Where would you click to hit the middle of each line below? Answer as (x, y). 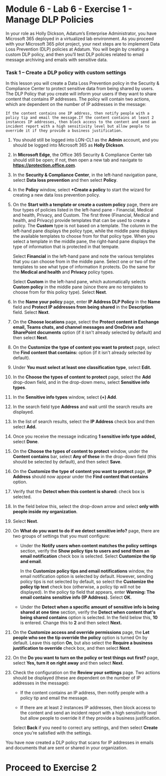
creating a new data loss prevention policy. (56, 195)
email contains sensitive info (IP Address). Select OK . (76, 597)
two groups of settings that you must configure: (61, 536)
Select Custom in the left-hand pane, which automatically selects (79, 282)
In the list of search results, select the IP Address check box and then (84, 421)
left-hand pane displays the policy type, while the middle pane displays (85, 231)
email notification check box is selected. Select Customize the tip (88, 556)
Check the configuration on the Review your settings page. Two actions (86, 673)
